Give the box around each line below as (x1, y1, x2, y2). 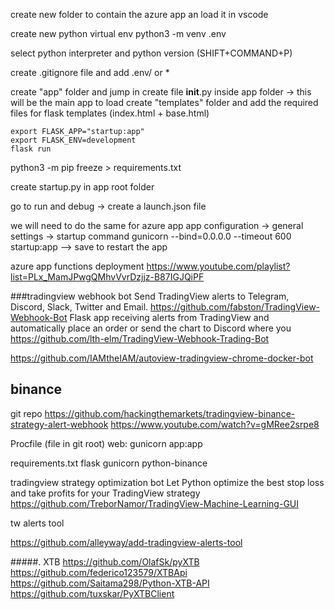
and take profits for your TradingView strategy (10, 487, 201, 499)
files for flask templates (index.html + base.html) (10, 107, 210, 119)
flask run (10, 144, 52, 154)
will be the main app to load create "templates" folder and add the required (10, 97, 319, 108)
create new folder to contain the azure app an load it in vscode (10, 9, 269, 20)
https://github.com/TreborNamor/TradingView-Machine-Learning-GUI (10, 497, 300, 509)
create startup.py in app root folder (10, 181, 155, 193)
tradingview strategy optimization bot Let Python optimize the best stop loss (10, 476, 325, 488)
